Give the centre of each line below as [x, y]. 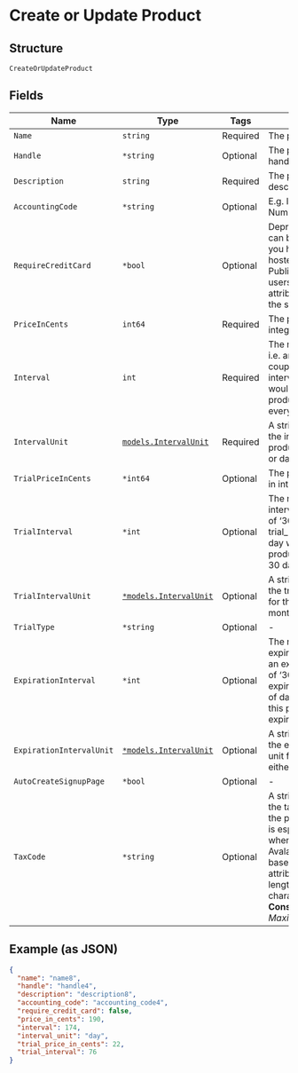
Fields [27, 95]
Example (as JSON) [63, 949]
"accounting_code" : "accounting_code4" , [93, 1003]
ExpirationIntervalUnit [64, 750]
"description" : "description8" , [77, 995]
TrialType [34, 627]
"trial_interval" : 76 [57, 1053]
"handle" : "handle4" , [57, 986]
